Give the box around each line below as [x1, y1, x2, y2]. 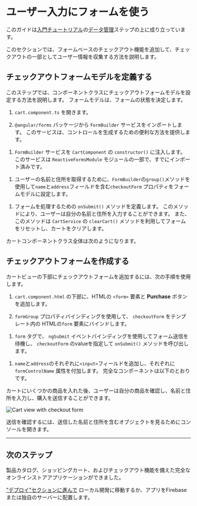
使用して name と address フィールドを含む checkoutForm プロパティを [14, 183, 174, 190]
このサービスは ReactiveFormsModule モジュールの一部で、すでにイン [14, 155, 181, 162]
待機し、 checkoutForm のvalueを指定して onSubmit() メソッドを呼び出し [14, 339, 189, 347]
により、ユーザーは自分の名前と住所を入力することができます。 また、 [19, 210, 191, 217]
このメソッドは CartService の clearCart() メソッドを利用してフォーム [14, 217, 186, 224]
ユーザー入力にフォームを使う [6, 5, 150, 19]
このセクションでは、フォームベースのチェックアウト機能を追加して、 [6, 45, 175, 53]
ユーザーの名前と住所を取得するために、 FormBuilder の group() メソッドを [14, 175, 191, 182]
